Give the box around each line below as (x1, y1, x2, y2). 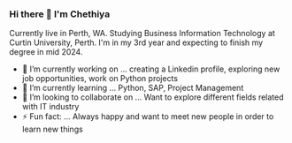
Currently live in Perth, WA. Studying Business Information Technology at (9, 28, 276, 39)
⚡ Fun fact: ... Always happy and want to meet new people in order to (21, 111, 274, 122)
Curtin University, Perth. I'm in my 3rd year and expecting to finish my (9, 37, 264, 48)
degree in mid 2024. (9, 47, 83, 57)
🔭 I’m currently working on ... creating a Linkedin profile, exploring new (21, 64, 280, 74)
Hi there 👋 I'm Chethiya (9, 8, 111, 20)
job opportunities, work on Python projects (21, 73, 179, 84)
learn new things (21, 124, 84, 135)
